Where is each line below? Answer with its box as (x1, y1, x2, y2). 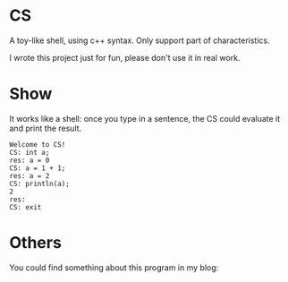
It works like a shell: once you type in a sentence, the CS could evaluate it (9, 113, 281, 124)
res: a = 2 (9, 171, 50, 180)
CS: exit (9, 202, 42, 211)
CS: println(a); (9, 179, 70, 188)
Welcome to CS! (9, 140, 66, 149)
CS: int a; (9, 148, 50, 157)
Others (9, 233, 63, 253)
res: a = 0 (9, 156, 50, 165)
